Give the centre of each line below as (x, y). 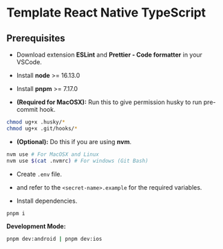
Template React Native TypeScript (106, 13)
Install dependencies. (47, 201)
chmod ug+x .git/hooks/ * (42, 128)
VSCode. (29, 62)
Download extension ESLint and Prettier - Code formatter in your (109, 54)
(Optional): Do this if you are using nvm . (74, 141)
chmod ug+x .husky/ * (36, 122)
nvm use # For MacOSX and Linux (53, 154)
